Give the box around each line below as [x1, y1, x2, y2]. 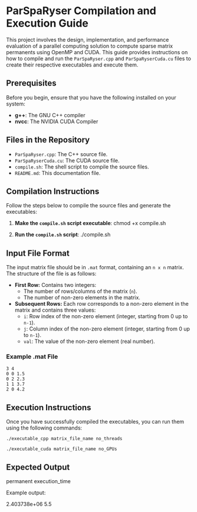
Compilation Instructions [6, 186, 100, 196]
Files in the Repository [6, 135, 90, 145]
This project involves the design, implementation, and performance [6, 36, 169, 43]
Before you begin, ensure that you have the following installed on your [6, 94, 176, 101]
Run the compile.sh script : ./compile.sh [14, 231, 111, 238]
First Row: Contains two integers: [14, 282, 97, 289]
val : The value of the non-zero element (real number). [23, 338, 155, 345]
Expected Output [6, 462, 70, 472]
